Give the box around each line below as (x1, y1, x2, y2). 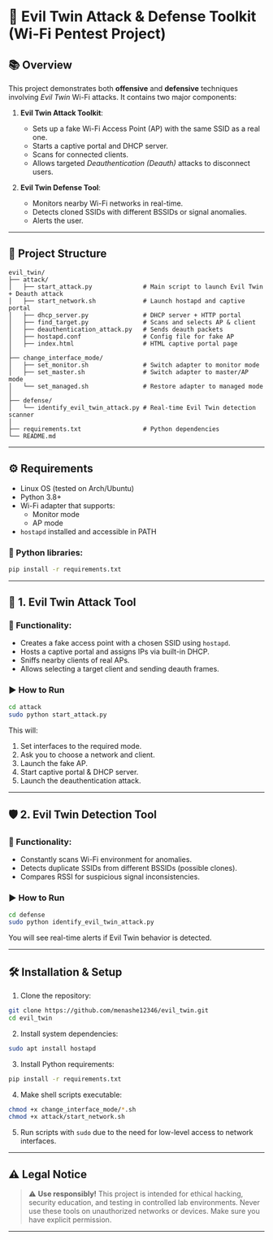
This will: (8, 725, 38, 735)
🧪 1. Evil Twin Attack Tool (8, 595, 136, 609)
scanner (8, 411, 35, 419)
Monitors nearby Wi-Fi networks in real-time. (32, 198, 184, 208)
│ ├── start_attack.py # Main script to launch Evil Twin (8, 282, 264, 291)
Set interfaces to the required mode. (19, 741, 142, 751)
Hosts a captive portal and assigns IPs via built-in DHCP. (19, 646, 210, 657)
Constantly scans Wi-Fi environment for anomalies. (19, 855, 193, 864)
